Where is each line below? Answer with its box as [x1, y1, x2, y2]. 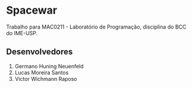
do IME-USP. [6, 29, 38, 36]
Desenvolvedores [6, 47, 73, 57]
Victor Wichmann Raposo [14, 75, 77, 82]
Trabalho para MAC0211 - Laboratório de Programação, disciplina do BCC [6, 23, 187, 30]
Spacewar [6, 4, 58, 17]
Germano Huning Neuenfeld [14, 62, 84, 70]
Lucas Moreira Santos [14, 69, 69, 76]
